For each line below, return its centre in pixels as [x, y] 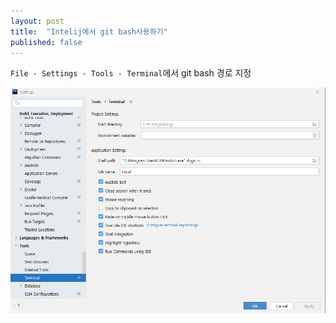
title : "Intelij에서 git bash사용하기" [89, 31]
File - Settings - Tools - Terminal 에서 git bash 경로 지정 [131, 73]
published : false [46, 42]
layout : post [37, 21]
